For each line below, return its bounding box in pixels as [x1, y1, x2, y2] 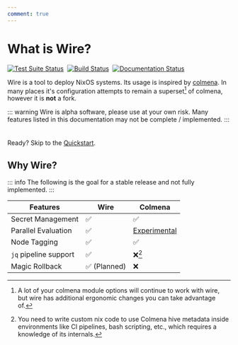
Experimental [132, 226, 177, 235]
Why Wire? [7, 159, 57, 171]
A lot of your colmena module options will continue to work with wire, [17, 286, 220, 295]
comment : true [7, 10, 50, 18]
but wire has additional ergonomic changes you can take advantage [17, 294, 216, 303]
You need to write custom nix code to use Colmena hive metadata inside [17, 315, 229, 324]
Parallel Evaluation [11, 226, 72, 235]
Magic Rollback [11, 262, 62, 271]
